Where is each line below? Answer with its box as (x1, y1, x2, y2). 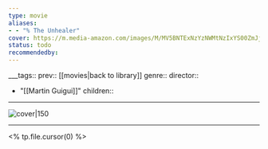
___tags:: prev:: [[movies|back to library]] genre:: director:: (8, 71, 199, 80)
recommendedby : (8, 49, 59, 57)
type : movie (8, 11, 48, 20)
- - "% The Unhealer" (8, 26, 81, 34)
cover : (8, 33, 30, 42)
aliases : (8, 19, 37, 27)
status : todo (8, 41, 52, 49)
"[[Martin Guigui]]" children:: (19, 86, 114, 96)
